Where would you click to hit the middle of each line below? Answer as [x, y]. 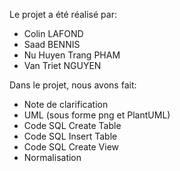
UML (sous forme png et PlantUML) [97, 115]
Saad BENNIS [52, 44]
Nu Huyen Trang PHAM [72, 55]
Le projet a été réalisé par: [63, 14]
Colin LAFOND [53, 33]
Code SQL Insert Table [70, 136]
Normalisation [52, 157]
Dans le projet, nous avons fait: [73, 85]
